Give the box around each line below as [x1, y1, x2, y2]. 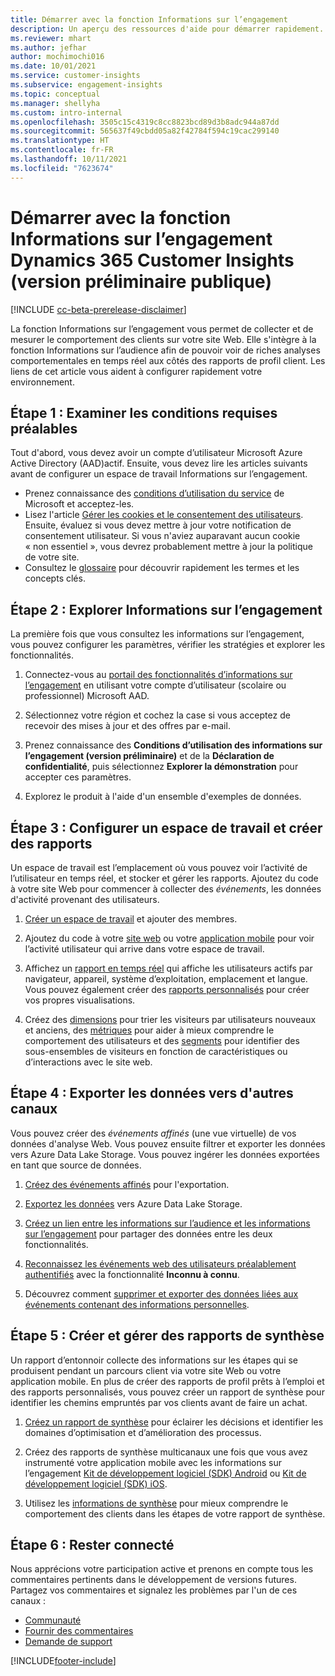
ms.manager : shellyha [10, 98, 101, 108]
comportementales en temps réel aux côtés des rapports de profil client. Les [10, 354, 326, 366]
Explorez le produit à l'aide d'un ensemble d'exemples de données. [24, 791, 302, 803]
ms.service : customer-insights [10, 71, 141, 81]
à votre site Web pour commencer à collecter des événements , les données [10, 883, 322, 895]
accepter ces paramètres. [24, 771, 132, 783]
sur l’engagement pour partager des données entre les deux [24, 1227, 273, 1240]
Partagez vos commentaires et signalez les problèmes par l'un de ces [10, 1584, 298, 1596]
